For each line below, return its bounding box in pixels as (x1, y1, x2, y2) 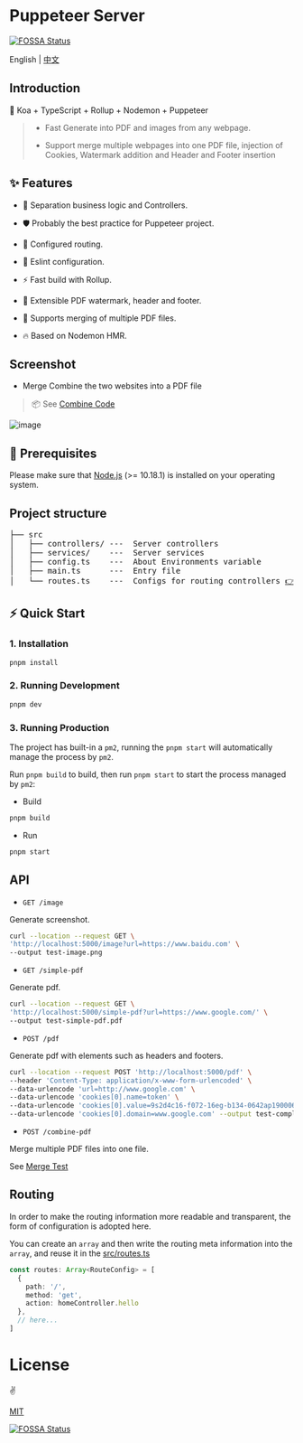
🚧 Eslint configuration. (22, 256, 106, 267)
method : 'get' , (25, 1290, 83, 1299)
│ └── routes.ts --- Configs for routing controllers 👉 (9, 576, 295, 586)
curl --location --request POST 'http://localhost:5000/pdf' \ (9, 1067, 252, 1076)
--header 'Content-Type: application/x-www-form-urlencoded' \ (9, 1076, 252, 1085)
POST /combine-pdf (22, 1128, 92, 1137)
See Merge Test (9, 1161, 69, 1172)
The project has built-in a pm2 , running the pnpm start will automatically (9, 742, 273, 753)
